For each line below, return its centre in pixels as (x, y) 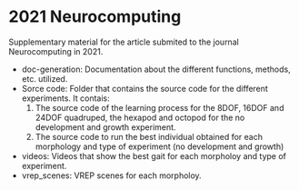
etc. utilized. (45, 78)
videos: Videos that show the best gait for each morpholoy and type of (154, 155)
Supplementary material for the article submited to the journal (124, 42)
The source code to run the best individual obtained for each (149, 136)
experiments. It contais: (65, 98)
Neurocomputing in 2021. (56, 51)
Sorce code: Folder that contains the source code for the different (145, 88)
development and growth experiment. (105, 127)
